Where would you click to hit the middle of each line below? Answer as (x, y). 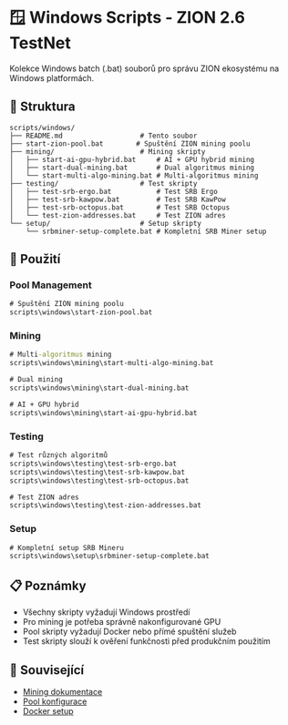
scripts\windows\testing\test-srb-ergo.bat (93, 464)
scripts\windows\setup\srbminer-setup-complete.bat (109, 557)
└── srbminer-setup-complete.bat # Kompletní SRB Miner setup (146, 231)
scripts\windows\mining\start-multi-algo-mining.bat (112, 363)
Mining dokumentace (62, 691)
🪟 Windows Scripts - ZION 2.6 (128, 18)
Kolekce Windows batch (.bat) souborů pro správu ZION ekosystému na (144, 68)
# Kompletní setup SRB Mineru (67, 547)
